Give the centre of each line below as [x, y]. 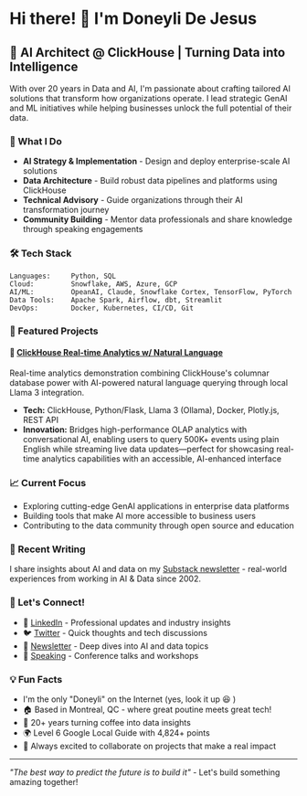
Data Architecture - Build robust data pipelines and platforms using [150, 181]
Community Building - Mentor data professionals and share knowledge [157, 219]
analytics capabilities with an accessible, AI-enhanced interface [161, 458]
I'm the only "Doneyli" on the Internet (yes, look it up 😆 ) [129, 699]
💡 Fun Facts [36, 679]
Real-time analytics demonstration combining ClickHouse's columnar [139, 373]
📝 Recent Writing [48, 549]
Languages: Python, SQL [63, 276]
